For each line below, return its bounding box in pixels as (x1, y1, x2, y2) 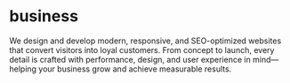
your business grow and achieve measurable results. (38, 64, 232, 74)
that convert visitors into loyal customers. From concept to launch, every (9, 44, 275, 55)
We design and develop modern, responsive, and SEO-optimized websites (9, 35, 282, 46)
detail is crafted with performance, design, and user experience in (9, 54, 251, 64)
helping (9, 64, 37, 74)
